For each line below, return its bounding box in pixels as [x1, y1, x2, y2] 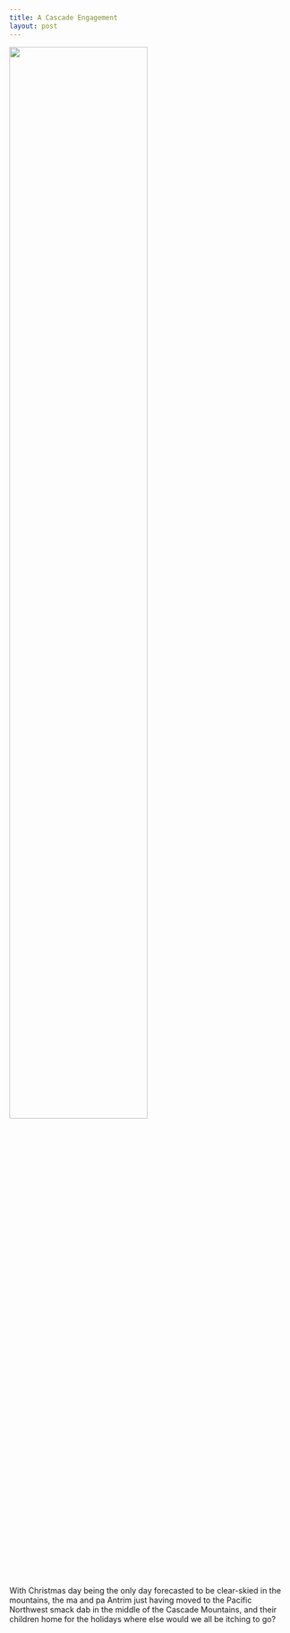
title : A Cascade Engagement [9, 13, 118, 22]
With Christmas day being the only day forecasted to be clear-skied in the [9, 1585, 282, 1595]
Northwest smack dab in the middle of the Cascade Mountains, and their [9, 1603, 277, 1615]
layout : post [9, 22, 58, 31]
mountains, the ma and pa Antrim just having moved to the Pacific [9, 1594, 252, 1605]
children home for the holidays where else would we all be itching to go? [9, 1613, 276, 1624]
